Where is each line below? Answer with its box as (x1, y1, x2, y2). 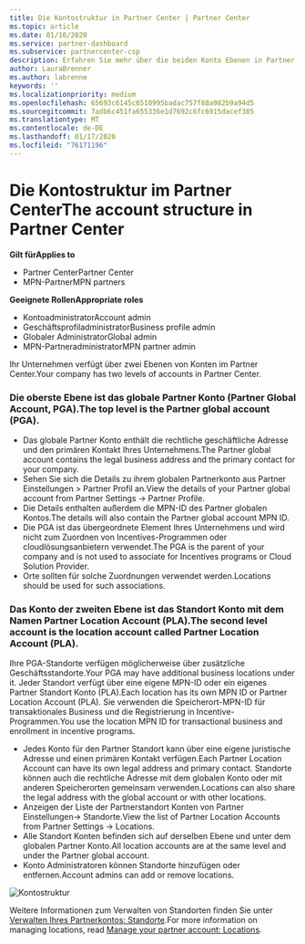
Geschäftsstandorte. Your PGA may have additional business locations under (9, 667, 296, 678)
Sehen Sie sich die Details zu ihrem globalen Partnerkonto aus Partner (22, 473, 287, 484)
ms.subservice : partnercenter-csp (9, 47, 141, 57)
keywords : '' (9, 81, 59, 90)
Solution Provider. (22, 561, 89, 572)
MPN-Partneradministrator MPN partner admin (22, 341, 196, 351)
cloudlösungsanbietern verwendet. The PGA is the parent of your (22, 540, 265, 552)
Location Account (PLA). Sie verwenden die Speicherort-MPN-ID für (9, 697, 266, 708)
